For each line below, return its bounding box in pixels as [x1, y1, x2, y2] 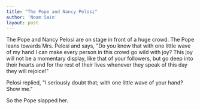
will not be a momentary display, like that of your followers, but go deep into [6, 55, 193, 62]
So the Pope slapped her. [6, 97, 69, 104]
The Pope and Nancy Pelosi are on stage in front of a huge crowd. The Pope [6, 36, 195, 43]
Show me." [6, 86, 33, 93]
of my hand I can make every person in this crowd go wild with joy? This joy [6, 49, 193, 56]
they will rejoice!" [6, 68, 49, 75]
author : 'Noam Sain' [6, 14, 58, 20]
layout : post [6, 20, 39, 26]
